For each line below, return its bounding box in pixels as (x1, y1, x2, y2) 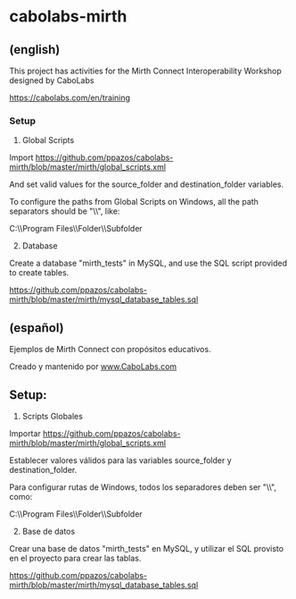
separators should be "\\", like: (9, 206, 120, 216)
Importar (9, 427, 42, 439)
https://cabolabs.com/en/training (9, 92, 131, 103)
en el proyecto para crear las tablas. (9, 553, 142, 563)
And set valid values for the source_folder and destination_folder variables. (9, 179, 284, 190)
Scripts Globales (21, 410, 83, 421)
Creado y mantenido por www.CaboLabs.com (9, 361, 177, 372)
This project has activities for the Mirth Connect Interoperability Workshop (9, 65, 283, 76)
